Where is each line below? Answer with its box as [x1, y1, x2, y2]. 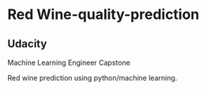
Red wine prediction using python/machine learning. [7, 73, 178, 82]
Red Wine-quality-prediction [7, 6, 200, 24]
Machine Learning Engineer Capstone [7, 58, 131, 67]
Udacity [7, 37, 47, 51]
